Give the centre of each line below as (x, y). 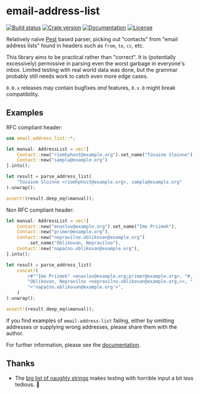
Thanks (21, 364)
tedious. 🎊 (27, 384)
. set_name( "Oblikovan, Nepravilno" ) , (74, 243)
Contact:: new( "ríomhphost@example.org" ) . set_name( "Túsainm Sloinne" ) (105, 155)
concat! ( (28, 270)
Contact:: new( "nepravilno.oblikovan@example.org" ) (81, 237)
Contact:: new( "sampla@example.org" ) (62, 160)
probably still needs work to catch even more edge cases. (77, 76)
